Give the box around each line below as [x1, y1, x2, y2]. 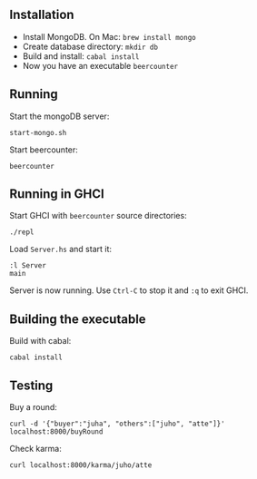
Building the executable [9, 311, 147, 327]
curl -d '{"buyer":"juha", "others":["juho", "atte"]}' [9, 419, 225, 429]
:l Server [9, 261, 47, 270]
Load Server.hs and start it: [9, 244, 112, 255]
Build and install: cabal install [22, 50, 140, 62]
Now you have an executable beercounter [22, 60, 179, 71]
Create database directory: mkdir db [22, 41, 159, 52]
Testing [9, 377, 54, 393]
